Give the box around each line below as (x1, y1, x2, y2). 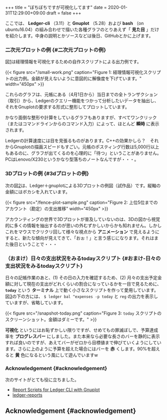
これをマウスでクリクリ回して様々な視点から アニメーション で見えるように (5, 229, 160, 235)
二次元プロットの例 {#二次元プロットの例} (5, 46, 106, 53)
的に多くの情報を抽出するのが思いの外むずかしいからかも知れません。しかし (5, 222, 162, 228)
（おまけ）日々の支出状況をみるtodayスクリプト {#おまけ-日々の (5, 255, 161, 262)
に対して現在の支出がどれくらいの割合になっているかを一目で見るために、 (9, 281, 162, 287)
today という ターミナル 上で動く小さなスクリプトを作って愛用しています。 (5, 287, 159, 293)
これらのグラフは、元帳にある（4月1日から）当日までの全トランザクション (5, 91, 158, 97)
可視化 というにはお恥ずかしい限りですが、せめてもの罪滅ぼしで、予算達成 (5, 327, 158, 333)
